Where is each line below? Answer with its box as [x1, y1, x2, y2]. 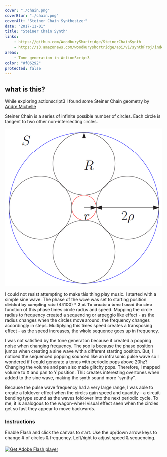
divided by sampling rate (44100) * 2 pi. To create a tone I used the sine [5, 302, 152, 307]
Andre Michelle [5, 104, 36, 110]
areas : [5, 50, 19, 55]
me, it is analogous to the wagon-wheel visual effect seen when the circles [5, 400, 159, 406]
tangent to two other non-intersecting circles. [5, 119, 98, 125]
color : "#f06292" [5, 60, 41, 66]
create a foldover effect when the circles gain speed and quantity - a [5, 389, 146, 396]
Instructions [5, 418, 36, 425]
